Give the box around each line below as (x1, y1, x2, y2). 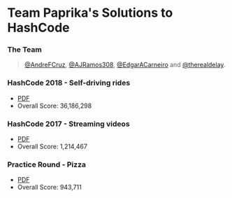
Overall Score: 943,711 (17, 183, 82, 192)
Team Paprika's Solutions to (7, 5, 173, 21)
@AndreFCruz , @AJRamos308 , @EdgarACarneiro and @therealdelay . (24, 61, 226, 69)
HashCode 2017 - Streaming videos (7, 119, 131, 129)
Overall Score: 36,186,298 (17, 101, 92, 110)
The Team (7, 45, 42, 55)
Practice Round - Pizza (7, 160, 86, 169)
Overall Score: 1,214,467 (17, 142, 87, 151)
